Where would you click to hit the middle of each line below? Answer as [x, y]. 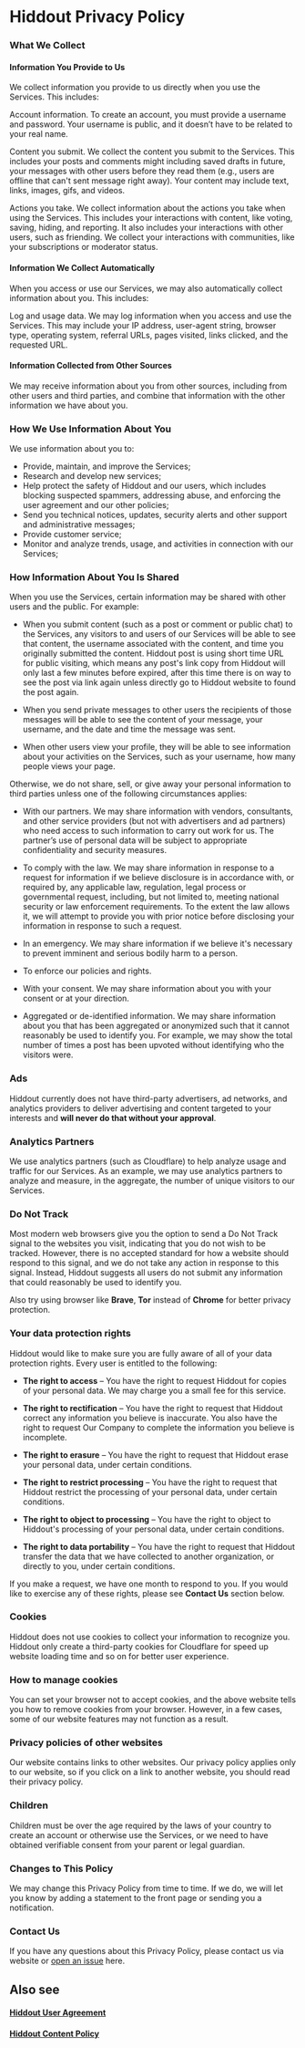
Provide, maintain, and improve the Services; [107, 466]
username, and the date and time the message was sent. [129, 729]
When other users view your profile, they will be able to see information [157, 747]
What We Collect [47, 46]
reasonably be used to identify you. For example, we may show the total [158, 1035]
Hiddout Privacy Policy [97, 17]
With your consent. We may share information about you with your [147, 989]
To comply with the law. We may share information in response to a [148, 868]
